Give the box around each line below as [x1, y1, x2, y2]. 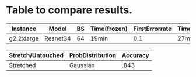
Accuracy [121, 51, 150, 59]
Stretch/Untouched [9, 51, 64, 59]
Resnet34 [44, 34, 71, 43]
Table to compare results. [6, 3, 133, 17]
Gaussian [69, 61, 95, 69]
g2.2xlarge [9, 34, 39, 43]
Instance [11, 24, 37, 33]
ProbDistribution [69, 51, 117, 59]
